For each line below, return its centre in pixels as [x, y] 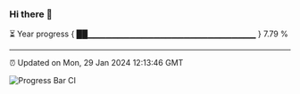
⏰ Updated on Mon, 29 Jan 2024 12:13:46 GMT [96, 63]
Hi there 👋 [31, 14]
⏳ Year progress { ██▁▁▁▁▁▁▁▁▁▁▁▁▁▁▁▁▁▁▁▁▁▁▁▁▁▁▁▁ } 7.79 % [149, 34]
